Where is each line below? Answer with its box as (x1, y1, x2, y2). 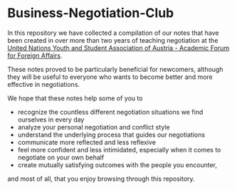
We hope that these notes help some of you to (7, 94, 143, 102)
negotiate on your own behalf (17, 153, 105, 162)
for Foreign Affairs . (7, 51, 63, 60)
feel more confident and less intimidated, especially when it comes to (17, 145, 221, 154)
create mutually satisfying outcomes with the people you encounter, (17, 160, 217, 169)
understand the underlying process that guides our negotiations (17, 130, 205, 139)
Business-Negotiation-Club (7, 5, 174, 21)
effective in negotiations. (7, 80, 80, 88)
